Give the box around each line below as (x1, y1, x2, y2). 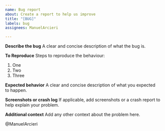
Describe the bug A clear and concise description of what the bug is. (5, 43, 146, 49)
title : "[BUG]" (5, 16, 36, 21)
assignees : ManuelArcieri (5, 26, 58, 30)
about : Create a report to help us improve (5, 12, 96, 17)
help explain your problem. (5, 102, 60, 108)
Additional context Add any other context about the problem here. (5, 111, 140, 118)
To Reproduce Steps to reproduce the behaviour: (5, 52, 105, 59)
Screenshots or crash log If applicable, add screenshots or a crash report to (5, 97, 161, 103)
